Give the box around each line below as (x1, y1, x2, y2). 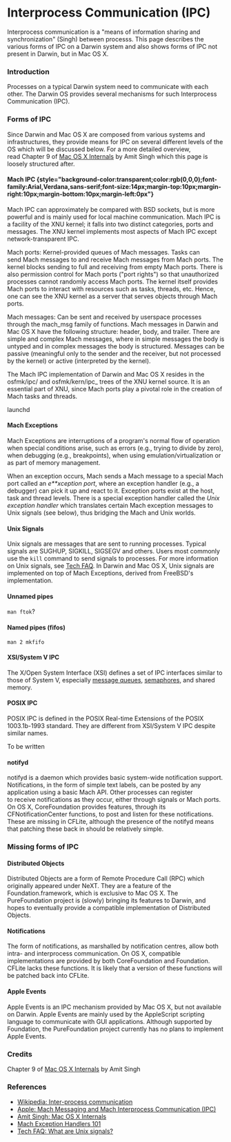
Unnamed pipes (7, 592, 54, 600)
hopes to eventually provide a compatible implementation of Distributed (7, 904, 210, 912)
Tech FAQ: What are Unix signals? (17, 1127, 114, 1136)
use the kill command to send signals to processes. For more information (7, 554, 219, 563)
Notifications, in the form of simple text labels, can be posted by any (7, 781, 201, 789)
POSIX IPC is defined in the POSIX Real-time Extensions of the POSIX (7, 714, 204, 722)
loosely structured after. (7, 159, 75, 168)
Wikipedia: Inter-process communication (17, 1098, 133, 1106)
